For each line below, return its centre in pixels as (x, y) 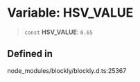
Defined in (30, 54)
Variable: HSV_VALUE (70, 13)
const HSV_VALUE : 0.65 (59, 32)
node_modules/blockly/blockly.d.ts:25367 (67, 70)
